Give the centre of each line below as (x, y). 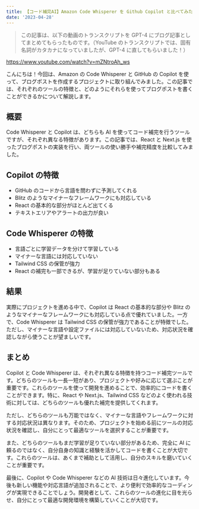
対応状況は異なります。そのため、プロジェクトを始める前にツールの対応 (105, 422)
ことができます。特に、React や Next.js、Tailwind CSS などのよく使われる (97, 395)
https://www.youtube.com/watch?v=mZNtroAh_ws (68, 62)
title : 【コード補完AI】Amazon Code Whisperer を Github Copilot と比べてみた (99, 12)
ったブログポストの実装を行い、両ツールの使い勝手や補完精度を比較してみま (100, 147)
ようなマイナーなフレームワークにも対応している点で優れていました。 (92, 314)
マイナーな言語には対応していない (56, 256)
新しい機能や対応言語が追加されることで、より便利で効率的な (92, 485)
